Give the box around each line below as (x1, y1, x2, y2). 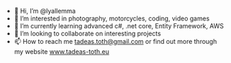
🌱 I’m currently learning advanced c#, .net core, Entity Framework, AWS (13, 22, 225, 30)
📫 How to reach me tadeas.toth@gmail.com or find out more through (13, 38, 218, 45)
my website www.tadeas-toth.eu (13, 47, 110, 56)
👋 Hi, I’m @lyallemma (13, 7, 76, 15)
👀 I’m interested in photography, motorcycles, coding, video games (13, 14, 210, 23)
